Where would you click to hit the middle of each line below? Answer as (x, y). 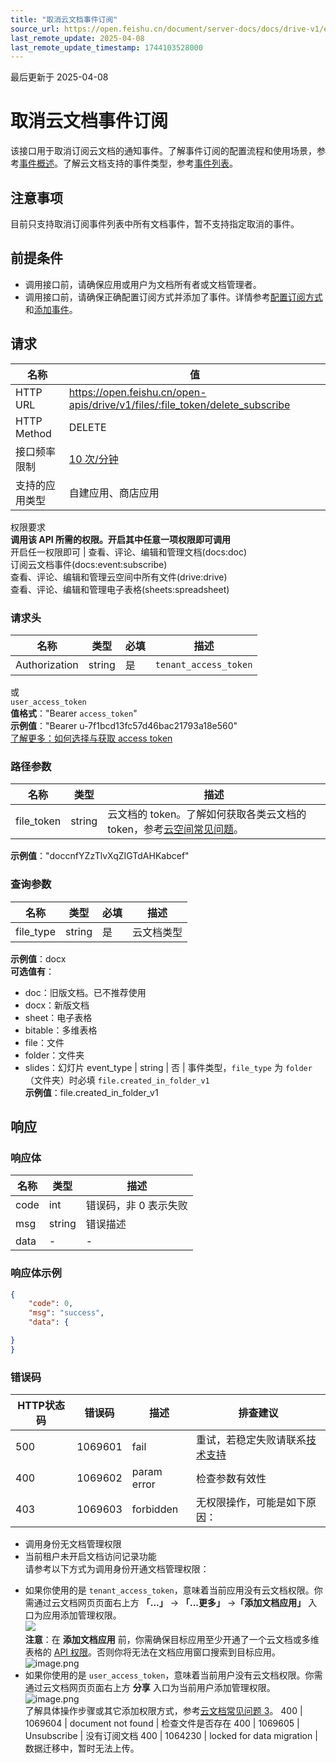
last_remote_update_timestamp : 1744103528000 (106, 47)
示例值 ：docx (38, 958)
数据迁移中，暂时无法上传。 (82, 1748)
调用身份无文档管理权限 (73, 1544)
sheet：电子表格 (58, 1017)
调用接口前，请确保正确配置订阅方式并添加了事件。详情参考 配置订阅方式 (173, 297)
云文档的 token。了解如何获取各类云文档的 (207, 814)
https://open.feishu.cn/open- (137, 392)
